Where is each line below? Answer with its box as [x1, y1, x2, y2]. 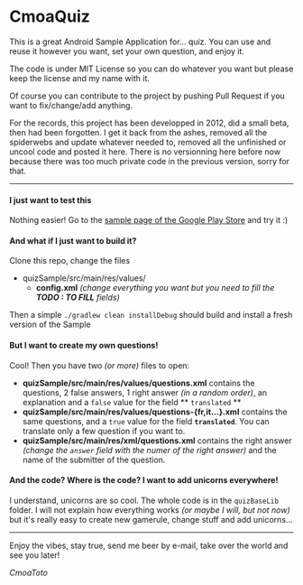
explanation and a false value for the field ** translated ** [22, 396, 242, 407]
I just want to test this [9, 194, 92, 205]
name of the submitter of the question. [22, 454, 166, 465]
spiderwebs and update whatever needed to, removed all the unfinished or [9, 136, 287, 147]
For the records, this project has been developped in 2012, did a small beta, [9, 117, 289, 128]
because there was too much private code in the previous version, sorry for [9, 155, 290, 166]
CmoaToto [9, 567, 48, 578]
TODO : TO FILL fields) [35, 292, 120, 303]
